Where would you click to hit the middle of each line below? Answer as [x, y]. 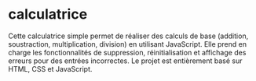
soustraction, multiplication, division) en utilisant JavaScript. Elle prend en [128, 44]
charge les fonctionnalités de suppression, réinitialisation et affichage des [127, 52]
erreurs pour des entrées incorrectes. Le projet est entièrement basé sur [125, 61]
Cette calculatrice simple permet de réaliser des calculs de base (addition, [128, 36]
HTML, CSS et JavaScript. [50, 69]
